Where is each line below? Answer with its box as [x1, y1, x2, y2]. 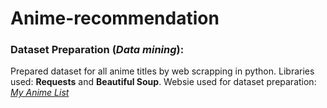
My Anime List [10, 87, 70, 99]
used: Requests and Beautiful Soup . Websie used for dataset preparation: [10, 76, 317, 88]
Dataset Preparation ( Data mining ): [10, 43, 185, 57]
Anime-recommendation [10, 7, 220, 30]
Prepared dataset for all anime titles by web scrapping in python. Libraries [10, 65, 315, 77]
